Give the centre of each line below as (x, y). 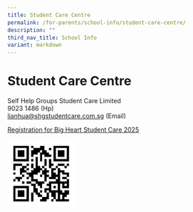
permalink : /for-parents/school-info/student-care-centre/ (97, 22)
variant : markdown (35, 45)
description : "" (31, 30)
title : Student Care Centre (49, 15)
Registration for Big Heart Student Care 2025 (73, 130)
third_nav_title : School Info (52, 38)
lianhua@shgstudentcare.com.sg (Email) (67, 116)
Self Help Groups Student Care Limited (64, 101)
